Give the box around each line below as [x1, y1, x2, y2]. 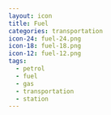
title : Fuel [8, 19, 49, 28]
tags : [8, 57, 27, 66]
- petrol [15, 65, 45, 73]
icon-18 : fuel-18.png [8, 42, 82, 50]
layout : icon [8, 11, 53, 20]
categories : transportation [8, 27, 104, 35]
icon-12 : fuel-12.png [8, 49, 82, 57]
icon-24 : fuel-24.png [8, 34, 82, 43]
